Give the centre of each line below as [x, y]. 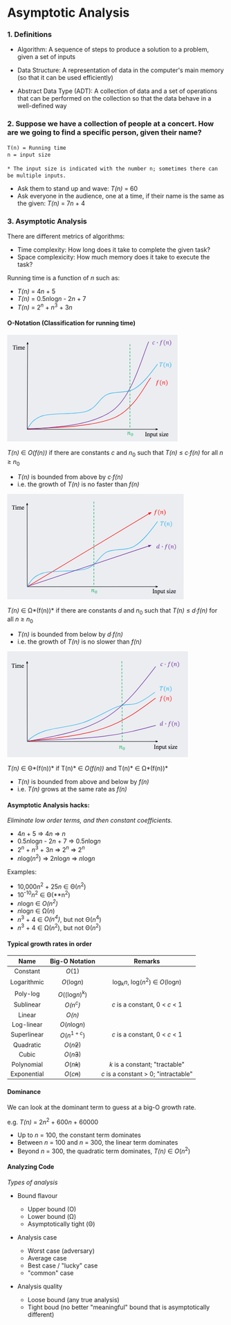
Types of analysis [33, 1182]
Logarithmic [27, 982]
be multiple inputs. [37, 176]
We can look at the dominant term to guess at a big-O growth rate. [102, 1107]
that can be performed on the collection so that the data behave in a [114, 99]
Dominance [24, 1091]
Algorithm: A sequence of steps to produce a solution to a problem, [113, 49]
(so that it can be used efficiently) [65, 78]
